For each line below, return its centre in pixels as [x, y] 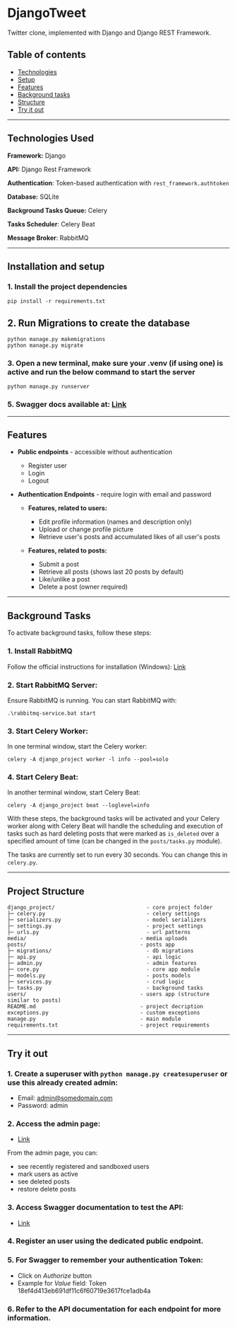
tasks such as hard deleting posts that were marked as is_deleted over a [113, 833]
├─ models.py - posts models [99, 976]
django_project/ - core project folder [110, 908]
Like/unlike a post [64, 579]
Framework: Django [37, 155]
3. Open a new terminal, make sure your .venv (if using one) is [115, 363]
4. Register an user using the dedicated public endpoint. [105, 1241]
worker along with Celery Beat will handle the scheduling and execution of [115, 826]
